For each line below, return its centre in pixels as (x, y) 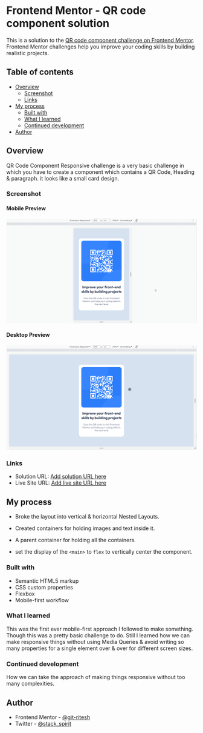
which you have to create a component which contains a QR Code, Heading (100, 172)
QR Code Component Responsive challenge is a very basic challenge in (95, 165)
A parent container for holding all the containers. (75, 540)
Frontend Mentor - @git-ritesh (53, 717)
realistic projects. (28, 53)
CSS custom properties (44, 587)
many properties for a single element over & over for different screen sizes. (100, 648)
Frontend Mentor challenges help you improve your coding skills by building (101, 47)
